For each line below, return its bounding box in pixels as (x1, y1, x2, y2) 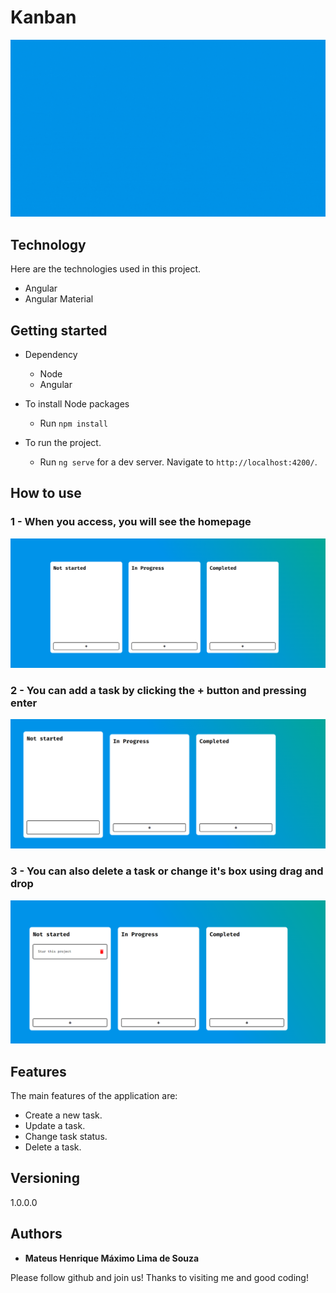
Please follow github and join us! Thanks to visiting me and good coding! (10, 1271, 309, 1283)
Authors (10, 1226, 63, 1243)
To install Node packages (24, 398, 130, 410)
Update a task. (24, 1119, 86, 1131)
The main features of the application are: (10, 1089, 178, 1101)
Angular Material (24, 293, 94, 305)
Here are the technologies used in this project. (10, 263, 202, 275)
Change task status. (24, 1130, 108, 1142)
